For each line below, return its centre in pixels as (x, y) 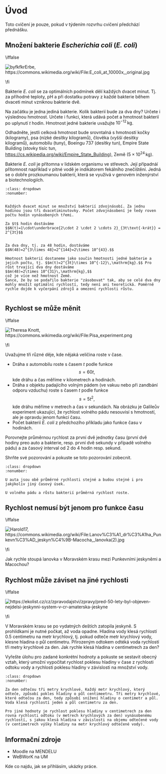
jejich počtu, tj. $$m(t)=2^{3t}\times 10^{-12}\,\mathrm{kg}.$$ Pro (79, 263)
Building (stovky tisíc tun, (31, 148)
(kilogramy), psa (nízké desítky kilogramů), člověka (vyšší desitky (72, 138)
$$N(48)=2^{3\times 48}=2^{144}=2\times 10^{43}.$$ (59, 250)
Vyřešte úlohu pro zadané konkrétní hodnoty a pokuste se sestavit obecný (81, 657)
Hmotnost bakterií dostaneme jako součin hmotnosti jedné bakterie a (79, 259)
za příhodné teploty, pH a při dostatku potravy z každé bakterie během (77, 96)
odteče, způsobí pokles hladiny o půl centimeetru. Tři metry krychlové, (83, 694)
